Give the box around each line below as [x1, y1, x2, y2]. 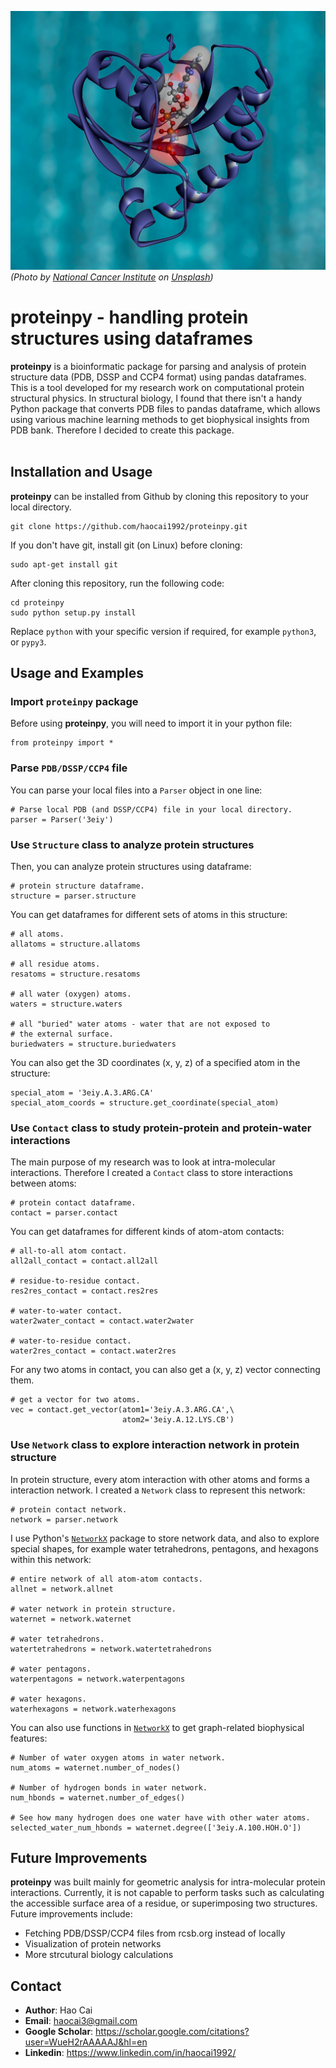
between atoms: [10, 1177, 77, 1190]
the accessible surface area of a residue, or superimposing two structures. [10, 1897, 318, 1910]
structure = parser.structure [10, 891, 137, 901]
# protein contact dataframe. [10, 1198, 137, 1208]
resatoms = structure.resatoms [10, 969, 141, 979]
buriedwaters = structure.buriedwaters [10, 1039, 177, 1049]
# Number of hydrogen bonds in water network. [10, 1782, 208, 1793]
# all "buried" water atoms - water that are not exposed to [10, 1019, 271, 1029]
